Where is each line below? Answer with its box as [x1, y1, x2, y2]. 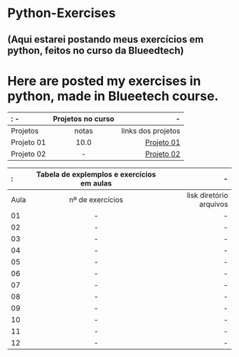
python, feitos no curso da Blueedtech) [7, 44, 184, 56]
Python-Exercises [7, 5, 116, 21]
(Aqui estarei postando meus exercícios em [7, 33, 204, 46]
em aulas [80, 178, 112, 188]
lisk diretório [186, 190, 228, 200]
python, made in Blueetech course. [7, 87, 219, 104]
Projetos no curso [53, 114, 115, 124]
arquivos [198, 199, 228, 209]
